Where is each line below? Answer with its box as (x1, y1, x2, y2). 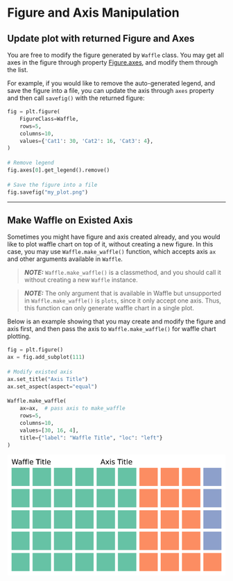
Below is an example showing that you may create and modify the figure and (7, 317, 226, 326)
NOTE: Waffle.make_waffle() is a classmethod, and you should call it (24, 269, 222, 277)
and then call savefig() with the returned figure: (7, 94, 145, 102)
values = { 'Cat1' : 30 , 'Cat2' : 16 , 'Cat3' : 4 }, (19, 137, 154, 144)
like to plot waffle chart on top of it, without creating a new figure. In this (7, 240, 214, 249)
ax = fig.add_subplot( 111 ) (7, 354, 85, 361)
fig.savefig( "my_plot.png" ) (7, 189, 89, 196)
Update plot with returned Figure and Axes (7, 33, 195, 44)
